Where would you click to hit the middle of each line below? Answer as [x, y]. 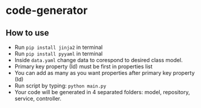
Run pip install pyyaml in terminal [58, 54]
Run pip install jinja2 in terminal [58, 47]
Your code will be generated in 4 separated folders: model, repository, [102, 92]
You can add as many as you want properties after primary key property [104, 73]
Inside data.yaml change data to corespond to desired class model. [98, 60]
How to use [27, 33]
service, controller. [38, 98]
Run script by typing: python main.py [60, 86]
